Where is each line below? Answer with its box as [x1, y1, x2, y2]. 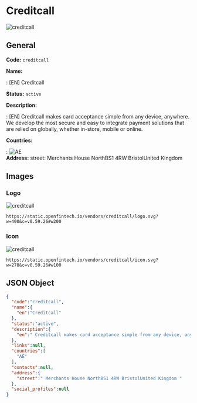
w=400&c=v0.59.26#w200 [6, 219, 62, 225]
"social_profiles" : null [11, 386, 69, 392]
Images [6, 171, 34, 181]
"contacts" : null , [11, 364, 54, 370]
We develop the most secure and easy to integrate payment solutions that [6, 119, 185, 126]
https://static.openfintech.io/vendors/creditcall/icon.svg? [6, 257, 159, 263]
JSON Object [6, 278, 55, 288]
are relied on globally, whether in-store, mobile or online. [6, 125, 143, 133]
